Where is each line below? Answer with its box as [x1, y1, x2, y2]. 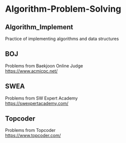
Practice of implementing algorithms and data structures [5, 36, 119, 41]
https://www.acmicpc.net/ [5, 68, 58, 74]
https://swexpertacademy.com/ [5, 100, 69, 106]
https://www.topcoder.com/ [5, 133, 61, 139]
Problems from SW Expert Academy [5, 95, 78, 101]
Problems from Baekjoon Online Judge [5, 62, 83, 69]
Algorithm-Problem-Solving [5, 3, 122, 15]
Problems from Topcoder [5, 127, 56, 133]
